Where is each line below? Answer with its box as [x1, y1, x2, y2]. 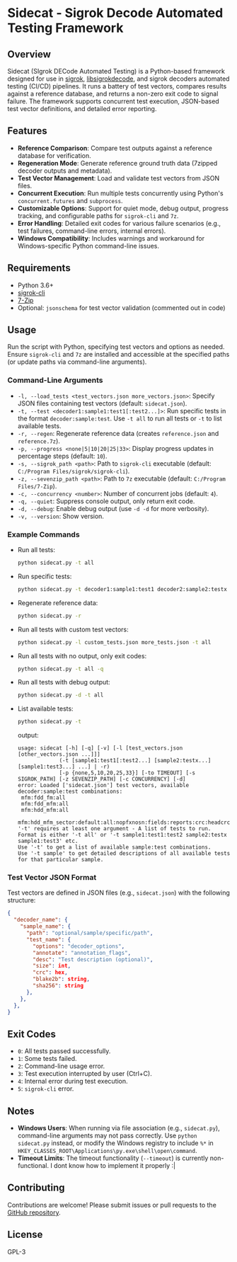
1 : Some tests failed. [17, 1055, 77, 1063]
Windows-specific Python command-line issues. [17, 241, 160, 250]
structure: [7, 896, 36, 905]
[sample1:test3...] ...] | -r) [17, 763, 110, 771]
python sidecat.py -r [17, 612, 81, 619]
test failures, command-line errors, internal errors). [17, 226, 166, 235]
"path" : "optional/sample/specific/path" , [25, 929, 154, 937]
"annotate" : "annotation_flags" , [33, 949, 132, 956]
